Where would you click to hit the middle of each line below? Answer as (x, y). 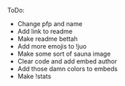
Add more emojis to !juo (52, 46)
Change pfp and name (50, 24)
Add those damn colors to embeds (67, 69)
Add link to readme (45, 31)
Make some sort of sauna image (64, 54)
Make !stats (34, 76)
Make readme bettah (48, 39)
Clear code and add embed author (67, 61)
